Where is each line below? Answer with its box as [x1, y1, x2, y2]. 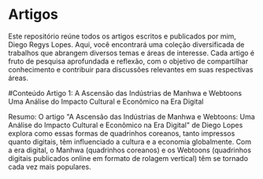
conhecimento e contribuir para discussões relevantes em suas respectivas [8, 64, 254, 74]
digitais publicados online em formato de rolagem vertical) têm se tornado [8, 153, 249, 163]
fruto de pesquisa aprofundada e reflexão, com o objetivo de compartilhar [8, 57, 249, 66]
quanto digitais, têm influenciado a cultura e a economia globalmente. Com [8, 137, 252, 146]
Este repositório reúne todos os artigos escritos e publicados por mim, [8, 31, 236, 41]
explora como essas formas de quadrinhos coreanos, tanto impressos [8, 128, 235, 138]
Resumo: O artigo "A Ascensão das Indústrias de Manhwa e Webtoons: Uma [8, 111, 256, 121]
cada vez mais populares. [8, 162, 92, 171]
